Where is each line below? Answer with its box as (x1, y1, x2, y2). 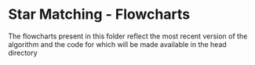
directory (8, 48, 38, 57)
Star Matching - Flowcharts (8, 5, 191, 23)
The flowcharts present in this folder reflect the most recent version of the (8, 31, 248, 41)
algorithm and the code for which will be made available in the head (8, 39, 228, 49)
